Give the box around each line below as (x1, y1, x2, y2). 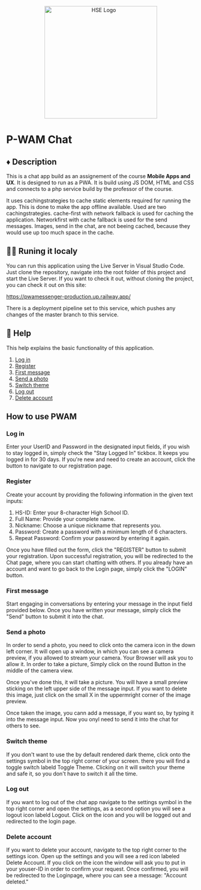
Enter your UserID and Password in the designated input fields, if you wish (6, 443, 190, 450)
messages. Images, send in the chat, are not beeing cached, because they (6, 223, 191, 229)
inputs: (6, 497, 23, 504)
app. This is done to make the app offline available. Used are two (6, 203, 167, 210)
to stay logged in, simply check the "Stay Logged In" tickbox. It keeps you (6, 450, 189, 457)
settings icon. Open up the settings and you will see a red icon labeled (6, 853, 180, 860)
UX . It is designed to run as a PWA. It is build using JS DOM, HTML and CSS (6, 179, 194, 186)
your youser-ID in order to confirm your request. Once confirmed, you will (6, 865, 189, 873)
